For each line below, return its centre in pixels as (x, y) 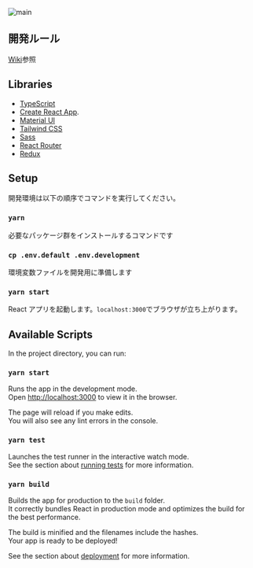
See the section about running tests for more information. (101, 465)
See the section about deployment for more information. (99, 556)
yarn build (29, 484)
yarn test (27, 440)
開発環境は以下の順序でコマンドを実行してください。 (94, 198)
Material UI (37, 120)
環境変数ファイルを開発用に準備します (70, 272)
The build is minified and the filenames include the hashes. (103, 533)
